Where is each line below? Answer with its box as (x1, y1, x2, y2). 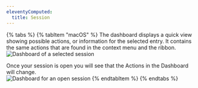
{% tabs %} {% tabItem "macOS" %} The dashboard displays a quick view (6, 31, 193, 38)
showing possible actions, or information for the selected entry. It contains (6, 37, 192, 45)
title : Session (12, 14, 50, 20)
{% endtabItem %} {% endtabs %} (91, 75, 179, 82)
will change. (6, 68, 36, 75)
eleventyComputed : (6, 8, 53, 15)
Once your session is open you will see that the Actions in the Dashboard (6, 61, 189, 69)
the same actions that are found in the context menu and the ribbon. (6, 43, 176, 51)
